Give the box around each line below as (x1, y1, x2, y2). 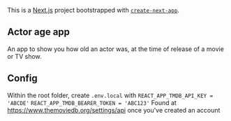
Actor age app (7, 26, 70, 38)
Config (7, 73, 38, 85)
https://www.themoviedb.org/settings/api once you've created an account (7, 106, 221, 114)
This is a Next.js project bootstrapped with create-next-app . (7, 6, 180, 14)
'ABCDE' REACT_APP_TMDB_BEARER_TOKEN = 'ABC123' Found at (7, 98, 177, 107)
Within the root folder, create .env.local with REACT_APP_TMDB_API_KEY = (7, 91, 214, 99)
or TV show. (7, 52, 42, 60)
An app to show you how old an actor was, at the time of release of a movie (7, 45, 225, 53)
